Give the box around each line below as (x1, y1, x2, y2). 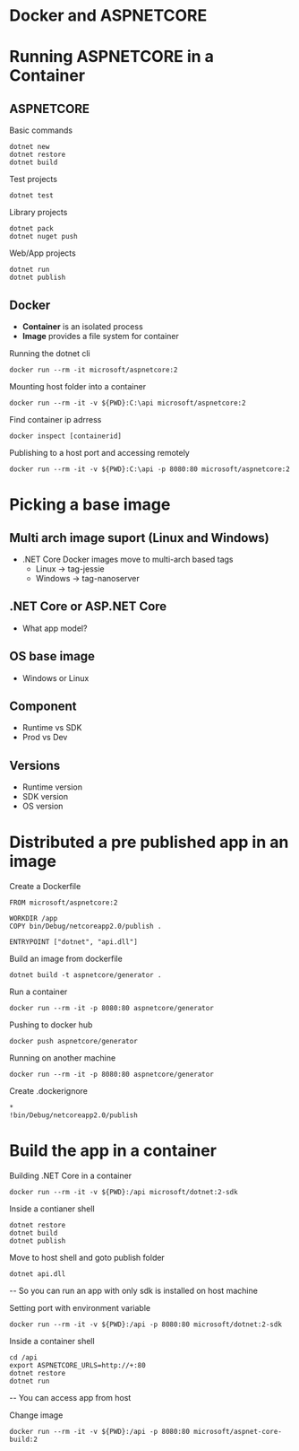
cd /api (9, 1353, 38, 1362)
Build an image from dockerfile (9, 953, 123, 965)
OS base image (9, 649, 96, 664)
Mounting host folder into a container (9, 381, 146, 391)
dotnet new (9, 143, 50, 152)
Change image (9, 1410, 64, 1420)
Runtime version (21, 782, 83, 792)
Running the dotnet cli (9, 348, 91, 359)
